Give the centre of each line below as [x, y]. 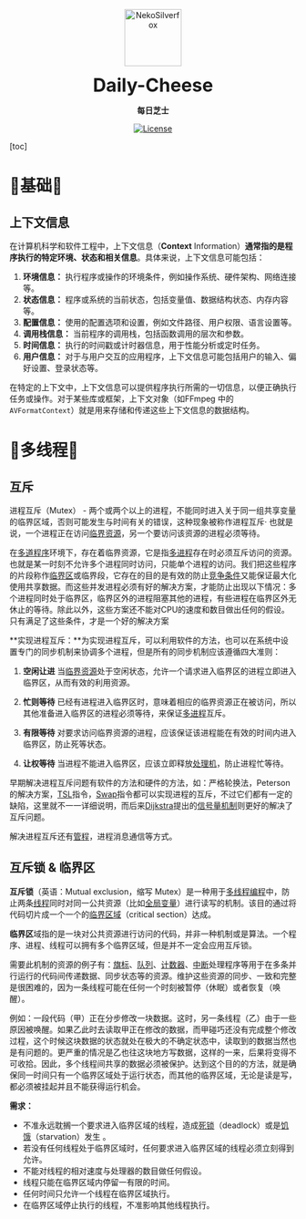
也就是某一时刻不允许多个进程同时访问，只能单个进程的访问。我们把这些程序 [153, 564]
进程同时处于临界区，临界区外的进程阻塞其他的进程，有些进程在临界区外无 [157, 598]
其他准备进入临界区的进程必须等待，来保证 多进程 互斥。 [126, 713]
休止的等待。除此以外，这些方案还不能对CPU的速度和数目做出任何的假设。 [149, 609]
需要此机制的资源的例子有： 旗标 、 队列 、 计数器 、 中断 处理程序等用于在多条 [149, 964]
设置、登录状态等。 [66, 368]
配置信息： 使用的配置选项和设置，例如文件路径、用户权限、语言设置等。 [159, 322]
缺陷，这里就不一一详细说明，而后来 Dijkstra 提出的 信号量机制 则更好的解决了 [151, 806]
